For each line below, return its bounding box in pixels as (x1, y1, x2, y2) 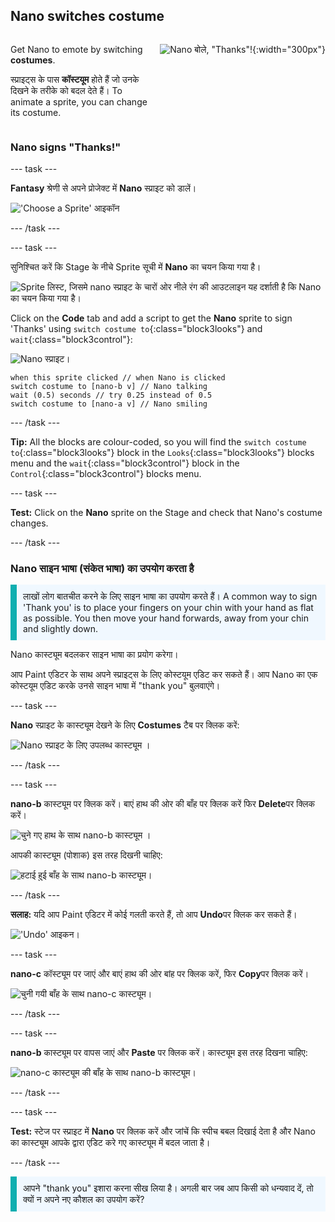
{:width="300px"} (252, 43, 326, 55)
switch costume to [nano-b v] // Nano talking (10, 382, 208, 392)
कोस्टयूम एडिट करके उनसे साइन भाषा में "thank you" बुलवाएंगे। (10, 680, 221, 692)
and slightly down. (23, 623, 98, 635)
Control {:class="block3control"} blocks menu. (10, 468, 202, 480)
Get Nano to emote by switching (10, 43, 143, 55)
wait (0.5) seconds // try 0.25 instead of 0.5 (10, 390, 213, 401)
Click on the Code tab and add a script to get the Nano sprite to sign (10, 312, 293, 324)
